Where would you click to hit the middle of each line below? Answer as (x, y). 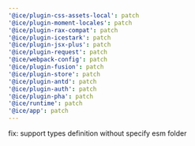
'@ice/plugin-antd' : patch (52, 81)
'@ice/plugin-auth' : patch (52, 89)
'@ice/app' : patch (38, 111)
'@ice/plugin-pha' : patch (51, 96)
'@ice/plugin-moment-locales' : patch (70, 23)
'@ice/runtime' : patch (45, 103)
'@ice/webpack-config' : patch (58, 60)
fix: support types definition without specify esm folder (97, 133)
